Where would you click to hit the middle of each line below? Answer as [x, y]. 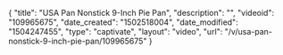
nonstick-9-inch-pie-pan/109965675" [78, 41]
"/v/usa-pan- [249, 31]
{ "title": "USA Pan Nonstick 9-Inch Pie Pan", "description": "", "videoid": [141, 13]
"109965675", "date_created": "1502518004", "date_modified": [123, 22]
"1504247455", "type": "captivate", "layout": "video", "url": [116, 31]
